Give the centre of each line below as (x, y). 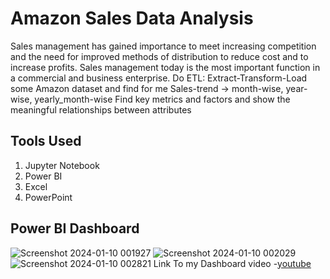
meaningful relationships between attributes (101, 109)
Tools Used (46, 141)
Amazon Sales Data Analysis (132, 18)
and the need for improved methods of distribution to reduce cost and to (159, 56)
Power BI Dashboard (75, 228)
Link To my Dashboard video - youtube (232, 263)
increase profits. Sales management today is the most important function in (165, 67)
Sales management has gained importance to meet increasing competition (163, 46)
